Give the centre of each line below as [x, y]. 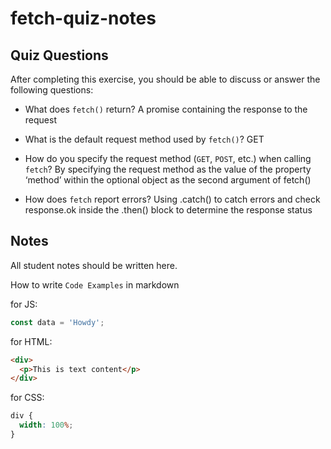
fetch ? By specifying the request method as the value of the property [168, 169]
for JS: [24, 304]
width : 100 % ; [46, 425]
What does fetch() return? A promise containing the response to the [166, 109]
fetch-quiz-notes [83, 18]
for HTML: [31, 341]
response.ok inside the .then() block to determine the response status [168, 210]
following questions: [52, 90]
